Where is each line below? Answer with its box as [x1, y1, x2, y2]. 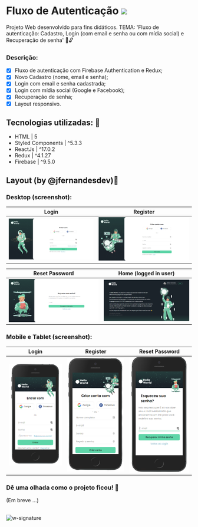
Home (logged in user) [118, 270, 175, 277]
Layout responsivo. [14, 100, 61, 107]
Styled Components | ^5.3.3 [14, 140, 82, 147]
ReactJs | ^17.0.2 [14, 146, 55, 153]
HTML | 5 [14, 133, 38, 140]
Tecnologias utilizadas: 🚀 [6, 118, 100, 127]
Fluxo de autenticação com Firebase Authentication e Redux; [14, 67, 163, 74]
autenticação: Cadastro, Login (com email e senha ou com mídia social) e [6, 29, 184, 37]
